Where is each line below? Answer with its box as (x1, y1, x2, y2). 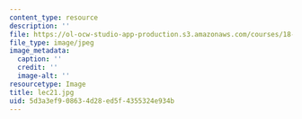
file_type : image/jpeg (9, 38, 94, 47)
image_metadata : (9, 47, 70, 55)
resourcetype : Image (9, 80, 87, 89)
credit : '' (17, 64, 58, 72)
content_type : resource (9, 13, 99, 22)
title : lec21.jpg (9, 88, 75, 97)
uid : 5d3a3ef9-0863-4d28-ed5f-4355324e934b (9, 96, 175, 106)
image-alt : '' (17, 72, 70, 81)
